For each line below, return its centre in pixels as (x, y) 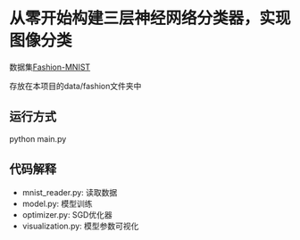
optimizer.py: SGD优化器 (67, 214)
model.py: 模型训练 (57, 203)
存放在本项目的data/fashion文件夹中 (75, 86)
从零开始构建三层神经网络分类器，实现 (150, 18)
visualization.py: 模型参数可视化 (80, 226)
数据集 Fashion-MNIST (50, 67)
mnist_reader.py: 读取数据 (70, 192)
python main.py (38, 138)
